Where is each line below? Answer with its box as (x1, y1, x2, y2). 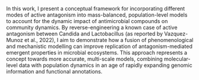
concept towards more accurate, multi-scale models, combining (6, 56, 163, 62)
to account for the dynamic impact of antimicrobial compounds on (6, 18, 168, 24)
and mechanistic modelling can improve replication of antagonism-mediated (6, 43, 193, 50)
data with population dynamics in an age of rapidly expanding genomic (18, 62, 192, 69)
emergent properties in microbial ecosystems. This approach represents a (6, 49, 188, 56)
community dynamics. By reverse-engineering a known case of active (6, 24, 178, 31)
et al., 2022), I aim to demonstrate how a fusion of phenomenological (24, 37, 194, 43)
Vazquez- (164, 30, 188, 37)
